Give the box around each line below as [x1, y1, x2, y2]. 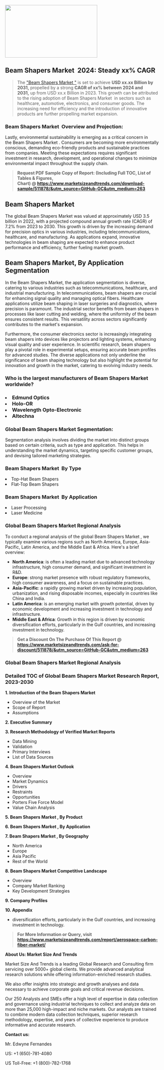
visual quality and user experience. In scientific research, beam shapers [5, 341, 151, 347]
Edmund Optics [12, 394, 50, 401]
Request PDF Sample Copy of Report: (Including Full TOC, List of [17, 170, 151, 176]
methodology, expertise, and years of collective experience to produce [5, 1016, 149, 1022]
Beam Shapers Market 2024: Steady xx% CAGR [5, 67, 156, 75]
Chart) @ [17, 180, 36, 187]
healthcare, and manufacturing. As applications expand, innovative [5, 234, 140, 240]
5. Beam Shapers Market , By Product [5, 814, 83, 820]
